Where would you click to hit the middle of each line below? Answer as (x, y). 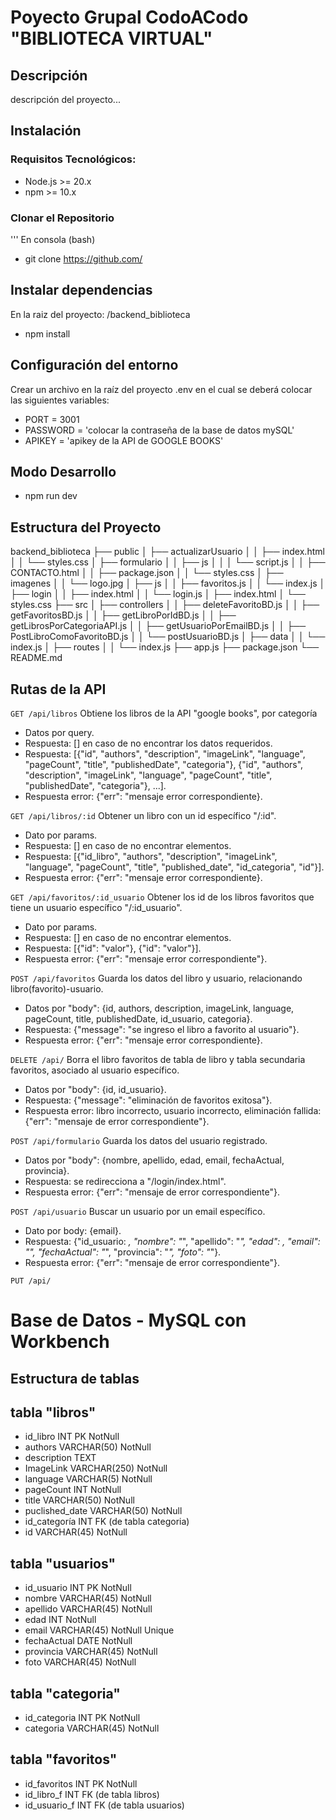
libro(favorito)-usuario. (57, 989)
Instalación (46, 131)
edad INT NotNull (60, 1620)
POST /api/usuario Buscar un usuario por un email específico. (138, 1212)
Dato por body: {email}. (73, 1231)
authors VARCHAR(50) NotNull (88, 1447)
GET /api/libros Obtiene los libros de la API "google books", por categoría (164, 713)
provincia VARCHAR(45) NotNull (91, 1652)
